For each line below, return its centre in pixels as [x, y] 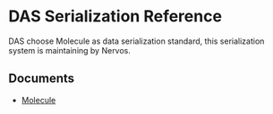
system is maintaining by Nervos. [70, 50]
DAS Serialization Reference [115, 16]
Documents [42, 79]
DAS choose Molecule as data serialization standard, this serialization [136, 41]
